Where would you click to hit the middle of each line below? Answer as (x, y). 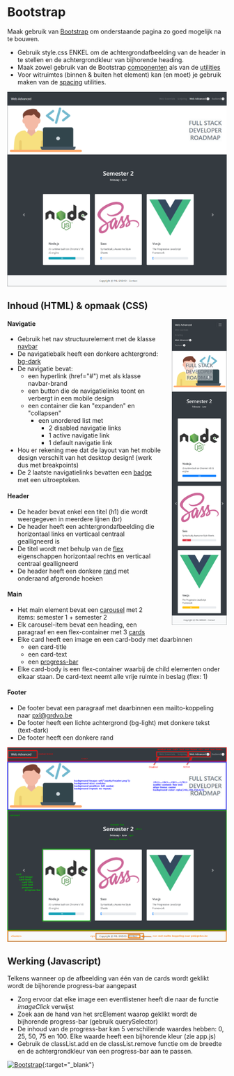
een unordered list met (71, 421)
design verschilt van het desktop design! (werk (85, 458)
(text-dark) (33, 730)
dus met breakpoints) (48, 465)
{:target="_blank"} (68, 1064)
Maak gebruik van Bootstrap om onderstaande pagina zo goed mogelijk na (114, 31)
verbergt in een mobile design (71, 398)
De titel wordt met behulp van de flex (70, 548)
